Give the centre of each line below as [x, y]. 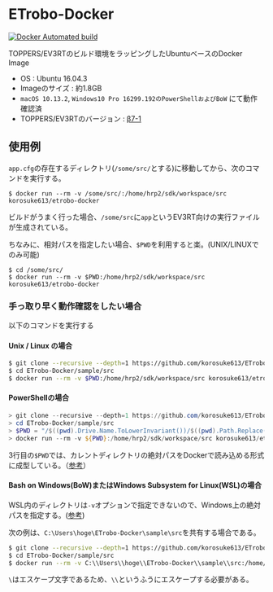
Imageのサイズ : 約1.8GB [61, 88]
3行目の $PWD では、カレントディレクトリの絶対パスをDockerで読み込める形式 [136, 455]
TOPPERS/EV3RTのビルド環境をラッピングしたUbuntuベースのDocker [126, 53]
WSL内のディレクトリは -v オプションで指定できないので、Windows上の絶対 [135, 505]
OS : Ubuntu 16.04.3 [54, 78]
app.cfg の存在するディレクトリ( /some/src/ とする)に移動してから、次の [127, 168]
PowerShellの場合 [39, 398]
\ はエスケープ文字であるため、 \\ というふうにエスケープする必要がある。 [131, 580]
